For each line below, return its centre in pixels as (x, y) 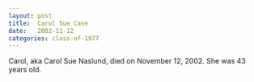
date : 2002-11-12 (41, 31)
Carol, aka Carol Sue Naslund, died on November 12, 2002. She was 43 (127, 61)
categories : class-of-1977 (54, 38)
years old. (25, 70)
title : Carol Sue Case (49, 23)
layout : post (30, 16)
